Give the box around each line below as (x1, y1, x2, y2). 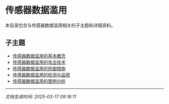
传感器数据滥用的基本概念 (12, 53, 66, 59)
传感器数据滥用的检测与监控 (12, 72, 70, 78)
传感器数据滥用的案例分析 (12, 78, 66, 84)
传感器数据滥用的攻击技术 (12, 59, 66, 65)
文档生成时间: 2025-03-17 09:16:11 (5, 93, 76, 99)
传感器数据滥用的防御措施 (12, 65, 66, 71)
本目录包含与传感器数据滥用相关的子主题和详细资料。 (5, 22, 116, 28)
